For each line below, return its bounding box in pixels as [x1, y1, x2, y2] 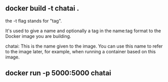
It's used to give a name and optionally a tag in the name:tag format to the [5, 28, 161, 34]
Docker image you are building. [5, 33, 72, 39]
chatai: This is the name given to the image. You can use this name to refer [5, 43, 163, 49]
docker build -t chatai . [5, 4, 79, 13]
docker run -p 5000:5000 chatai [5, 69, 112, 77]
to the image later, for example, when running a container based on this [5, 48, 156, 54]
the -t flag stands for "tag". [5, 17, 62, 24]
